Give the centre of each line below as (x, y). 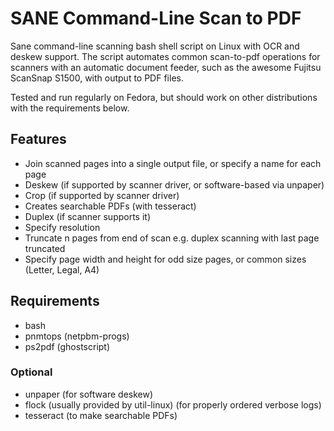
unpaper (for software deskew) (89, 394)
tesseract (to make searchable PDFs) (101, 415)
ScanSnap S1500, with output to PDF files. (97, 78)
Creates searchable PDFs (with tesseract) (110, 206)
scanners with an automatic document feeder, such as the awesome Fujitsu (166, 67)
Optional (31, 372)
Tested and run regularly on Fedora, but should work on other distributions (164, 97)
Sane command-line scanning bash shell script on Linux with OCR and (155, 46)
